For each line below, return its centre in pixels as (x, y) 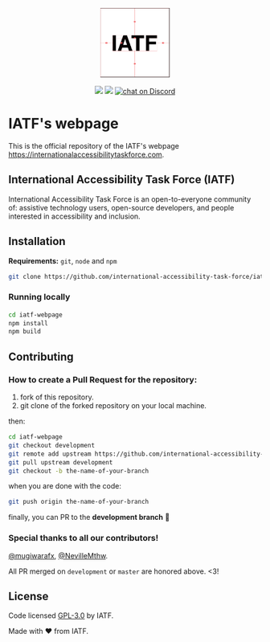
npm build (25, 332)
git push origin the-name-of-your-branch (79, 502)
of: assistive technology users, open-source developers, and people (121, 207)
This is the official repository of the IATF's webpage (94, 145)
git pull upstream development (61, 462)
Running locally (39, 297)
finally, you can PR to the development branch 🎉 (89, 517)
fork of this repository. (57, 397)
